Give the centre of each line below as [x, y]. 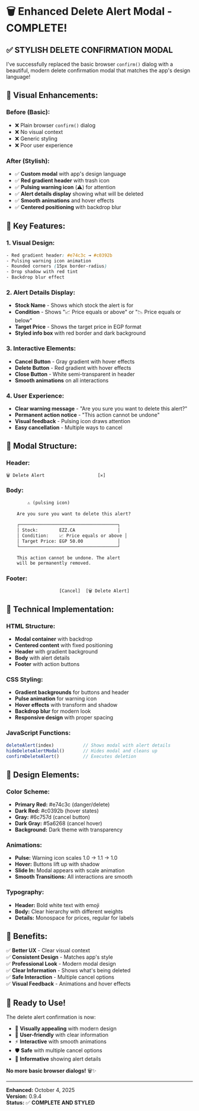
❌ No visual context [39, 132]
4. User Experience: [35, 396]
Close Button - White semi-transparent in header [75, 374]
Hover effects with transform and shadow [66, 705]
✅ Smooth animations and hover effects [64, 200]
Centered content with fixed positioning [64, 645]
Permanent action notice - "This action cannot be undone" [87, 415]
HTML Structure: [31, 626]
